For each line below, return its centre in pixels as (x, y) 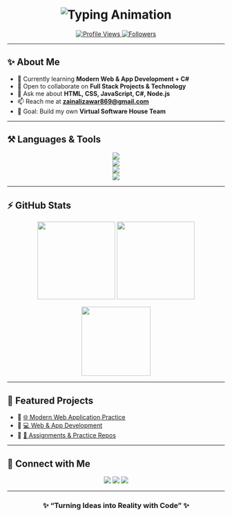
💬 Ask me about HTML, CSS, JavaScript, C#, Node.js (94, 93)
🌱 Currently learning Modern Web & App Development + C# (103, 79)
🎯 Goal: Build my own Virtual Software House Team (91, 111)
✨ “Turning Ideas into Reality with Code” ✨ (116, 505)
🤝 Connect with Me (49, 463)
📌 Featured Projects (50, 401)
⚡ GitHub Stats (39, 205)
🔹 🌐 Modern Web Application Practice (71, 417)
